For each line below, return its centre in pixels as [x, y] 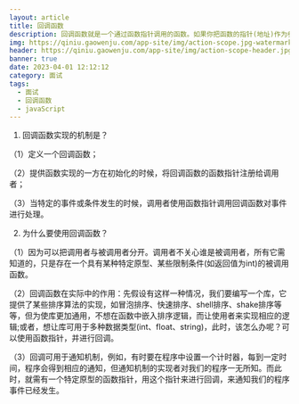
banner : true [33, 59]
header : [24, 51]
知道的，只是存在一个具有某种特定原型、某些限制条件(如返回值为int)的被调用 [149, 263]
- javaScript [41, 109]
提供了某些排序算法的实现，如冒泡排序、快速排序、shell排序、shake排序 [141, 305]
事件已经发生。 [36, 391]
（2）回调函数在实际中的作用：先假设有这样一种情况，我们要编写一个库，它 [148, 293]
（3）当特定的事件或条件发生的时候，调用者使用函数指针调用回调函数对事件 [148, 203]
